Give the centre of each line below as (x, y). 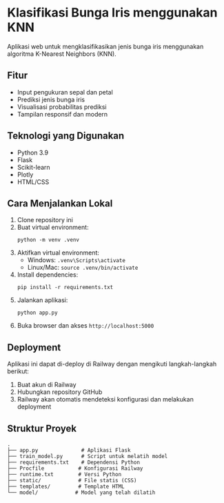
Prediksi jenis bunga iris (51, 99)
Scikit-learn (33, 167)
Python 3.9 (33, 152)
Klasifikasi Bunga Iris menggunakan (112, 13)
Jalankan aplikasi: (42, 300)
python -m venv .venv (48, 240)
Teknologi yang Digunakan (66, 136)
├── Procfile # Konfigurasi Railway (75, 469)
